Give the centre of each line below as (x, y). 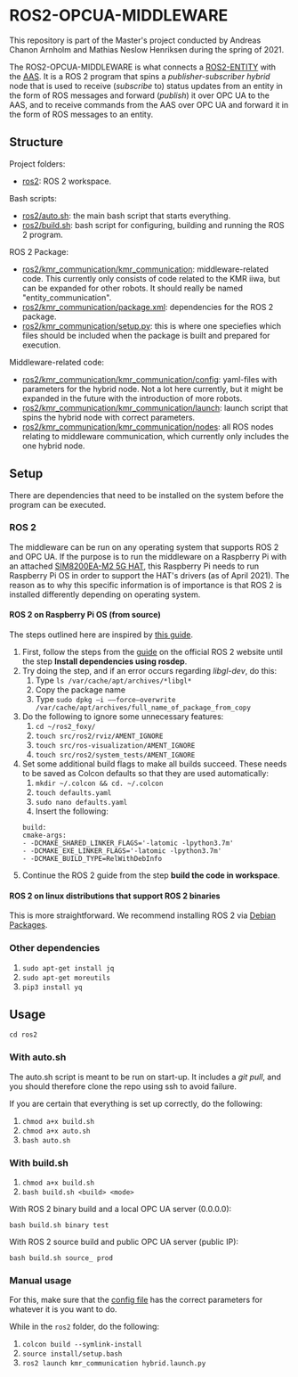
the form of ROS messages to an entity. (81, 114)
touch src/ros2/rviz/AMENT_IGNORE (99, 736)
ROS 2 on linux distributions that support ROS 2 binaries (115, 896)
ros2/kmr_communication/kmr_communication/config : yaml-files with (149, 379)
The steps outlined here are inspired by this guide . (101, 635)
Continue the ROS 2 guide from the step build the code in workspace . (151, 875)
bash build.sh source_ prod (61, 1258)
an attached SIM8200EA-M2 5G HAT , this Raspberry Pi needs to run (134, 566)
